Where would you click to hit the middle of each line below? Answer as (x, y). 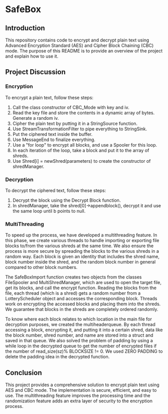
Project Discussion (35, 72)
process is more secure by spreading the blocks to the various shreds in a (82, 251)
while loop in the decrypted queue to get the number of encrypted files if (81, 346)
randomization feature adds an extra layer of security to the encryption (79, 401)
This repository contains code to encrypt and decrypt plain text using (77, 40)
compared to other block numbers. (41, 267)
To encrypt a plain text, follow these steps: (49, 98)
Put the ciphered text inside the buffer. (52, 134)
